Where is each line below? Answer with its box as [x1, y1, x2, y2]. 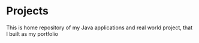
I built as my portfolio [6, 30, 59, 37]
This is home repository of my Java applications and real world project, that [6, 24, 193, 31]
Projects [6, 4, 49, 18]
